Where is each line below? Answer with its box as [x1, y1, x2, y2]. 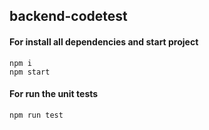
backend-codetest [9, 8, 128, 25]
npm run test [9, 110, 64, 120]
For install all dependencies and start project [9, 35, 199, 48]
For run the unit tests [9, 88, 99, 100]
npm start [9, 67, 51, 77]
